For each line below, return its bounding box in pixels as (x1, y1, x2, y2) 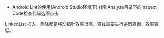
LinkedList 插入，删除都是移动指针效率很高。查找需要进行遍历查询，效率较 (5, 21, 159, 27)
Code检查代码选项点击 (12, 10, 59, 16)
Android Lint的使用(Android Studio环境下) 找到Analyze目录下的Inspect (12, 4, 157, 10)
